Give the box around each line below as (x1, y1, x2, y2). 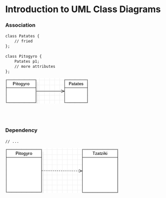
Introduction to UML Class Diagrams (5, 4, 161, 15)
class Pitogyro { (5, 54, 42, 59)
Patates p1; (14, 59, 40, 64)
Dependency (5, 127, 38, 134)
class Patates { (5, 34, 40, 39)
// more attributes (14, 64, 56, 69)
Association (5, 22, 36, 29)
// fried (14, 39, 33, 44)
